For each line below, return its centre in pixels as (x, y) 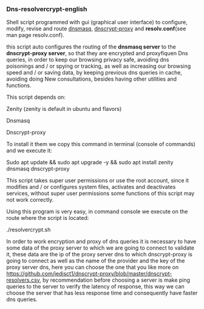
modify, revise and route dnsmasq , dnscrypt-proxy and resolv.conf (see (96, 28)
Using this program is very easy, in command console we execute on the (97, 211)
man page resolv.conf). (36, 35)
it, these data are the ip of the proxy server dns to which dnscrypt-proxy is (99, 254)
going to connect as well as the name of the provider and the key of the (96, 261)
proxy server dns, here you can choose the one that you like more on (93, 267)
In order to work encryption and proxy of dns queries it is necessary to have (101, 242)
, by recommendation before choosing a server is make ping (114, 280)
